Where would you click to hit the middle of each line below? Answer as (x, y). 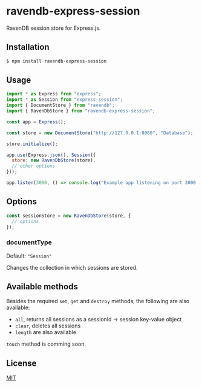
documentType (29, 242)
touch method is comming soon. (46, 344)
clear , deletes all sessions (48, 326)
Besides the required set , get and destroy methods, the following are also (98, 301)
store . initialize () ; (32, 144)
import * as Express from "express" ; (54, 94)
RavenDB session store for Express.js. (54, 28)
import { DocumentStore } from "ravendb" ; (60, 105)
